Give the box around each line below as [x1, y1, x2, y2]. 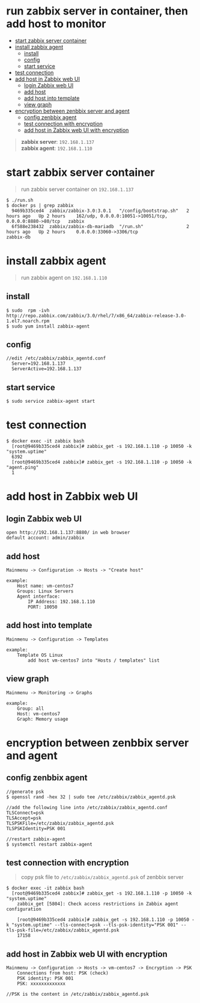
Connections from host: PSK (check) [17, 970, 109, 977]
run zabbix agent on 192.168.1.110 [20, 274, 108, 281]
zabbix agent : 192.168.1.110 [20, 144, 93, 152]
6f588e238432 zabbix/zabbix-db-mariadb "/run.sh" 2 [11, 223, 189, 229]
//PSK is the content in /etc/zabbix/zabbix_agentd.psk [6, 992, 149, 998]
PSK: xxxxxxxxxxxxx [17, 981, 66, 987]
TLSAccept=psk [6, 815, 42, 821]
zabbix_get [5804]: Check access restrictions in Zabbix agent [17, 901, 179, 907]
